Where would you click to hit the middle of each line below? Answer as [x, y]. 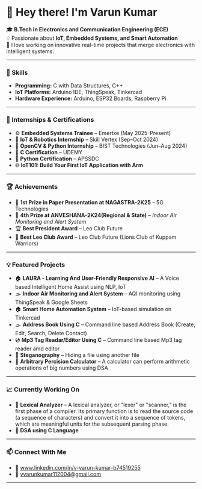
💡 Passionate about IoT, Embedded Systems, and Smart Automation [92, 38]
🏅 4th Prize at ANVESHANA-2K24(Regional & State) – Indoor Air [96, 215]
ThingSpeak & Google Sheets [51, 302]
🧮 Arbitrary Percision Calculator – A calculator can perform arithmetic [103, 362]
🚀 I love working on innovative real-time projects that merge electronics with [101, 45]
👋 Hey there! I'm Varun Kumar [82, 12]
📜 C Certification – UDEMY [49, 152]
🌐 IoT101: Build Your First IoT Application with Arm [79, 165]
